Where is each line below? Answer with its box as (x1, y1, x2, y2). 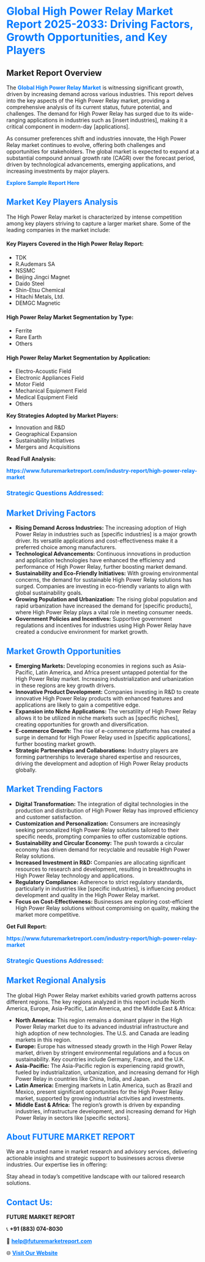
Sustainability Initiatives (15, 437, 75, 445)
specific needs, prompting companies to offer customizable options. (15, 833, 188, 840)
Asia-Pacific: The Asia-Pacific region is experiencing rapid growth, (15, 1062, 185, 1069)
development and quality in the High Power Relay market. (15, 891, 160, 898)
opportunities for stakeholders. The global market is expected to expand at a (6, 148, 199, 155)
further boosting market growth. (15, 740, 97, 748)
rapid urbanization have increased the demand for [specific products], (15, 602, 193, 610)
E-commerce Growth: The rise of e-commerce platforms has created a (15, 727, 196, 734)
